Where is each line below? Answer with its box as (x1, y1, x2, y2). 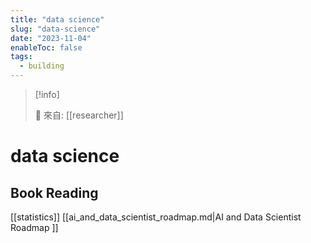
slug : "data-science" (10, 24, 101, 34)
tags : (10, 52, 33, 62)
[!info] (34, 89, 60, 100)
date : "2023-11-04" (10, 33, 92, 43)
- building (19, 61, 65, 71)
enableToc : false (10, 42, 83, 53)
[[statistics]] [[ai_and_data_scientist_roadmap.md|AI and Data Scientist (10, 211, 302, 223)
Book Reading (10, 184, 99, 201)
